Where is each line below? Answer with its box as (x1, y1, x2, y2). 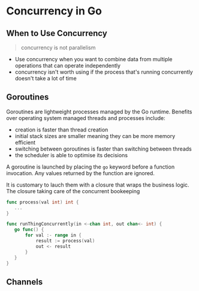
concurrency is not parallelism (20, 44, 96, 51)
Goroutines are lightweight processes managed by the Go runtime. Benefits (6, 108, 192, 115)
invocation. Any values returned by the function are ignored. (6, 169, 155, 176)
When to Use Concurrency (6, 28, 108, 38)
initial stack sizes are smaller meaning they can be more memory (14, 132, 176, 139)
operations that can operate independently (14, 62, 121, 69)
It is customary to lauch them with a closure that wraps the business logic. (6, 181, 190, 188)
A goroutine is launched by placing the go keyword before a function (6, 163, 175, 170)
